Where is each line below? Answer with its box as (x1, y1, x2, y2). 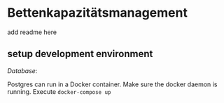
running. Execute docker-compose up (7, 87, 111, 95)
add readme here (7, 28, 57, 36)
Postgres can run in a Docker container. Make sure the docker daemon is (7, 80, 218, 88)
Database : (7, 66, 38, 74)
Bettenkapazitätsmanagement (7, 5, 188, 21)
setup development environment (7, 48, 153, 60)
